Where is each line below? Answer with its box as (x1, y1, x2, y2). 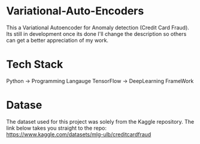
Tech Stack (6, 58, 63, 71)
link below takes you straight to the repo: (6, 124, 107, 131)
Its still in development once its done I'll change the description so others (6, 30, 187, 37)
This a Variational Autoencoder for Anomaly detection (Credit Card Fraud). (6, 24, 190, 31)
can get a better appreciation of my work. (6, 36, 109, 44)
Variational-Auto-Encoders (6, 4, 144, 18)
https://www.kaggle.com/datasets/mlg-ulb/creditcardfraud (6, 130, 151, 138)
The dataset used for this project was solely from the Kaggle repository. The (6, 118, 195, 125)
